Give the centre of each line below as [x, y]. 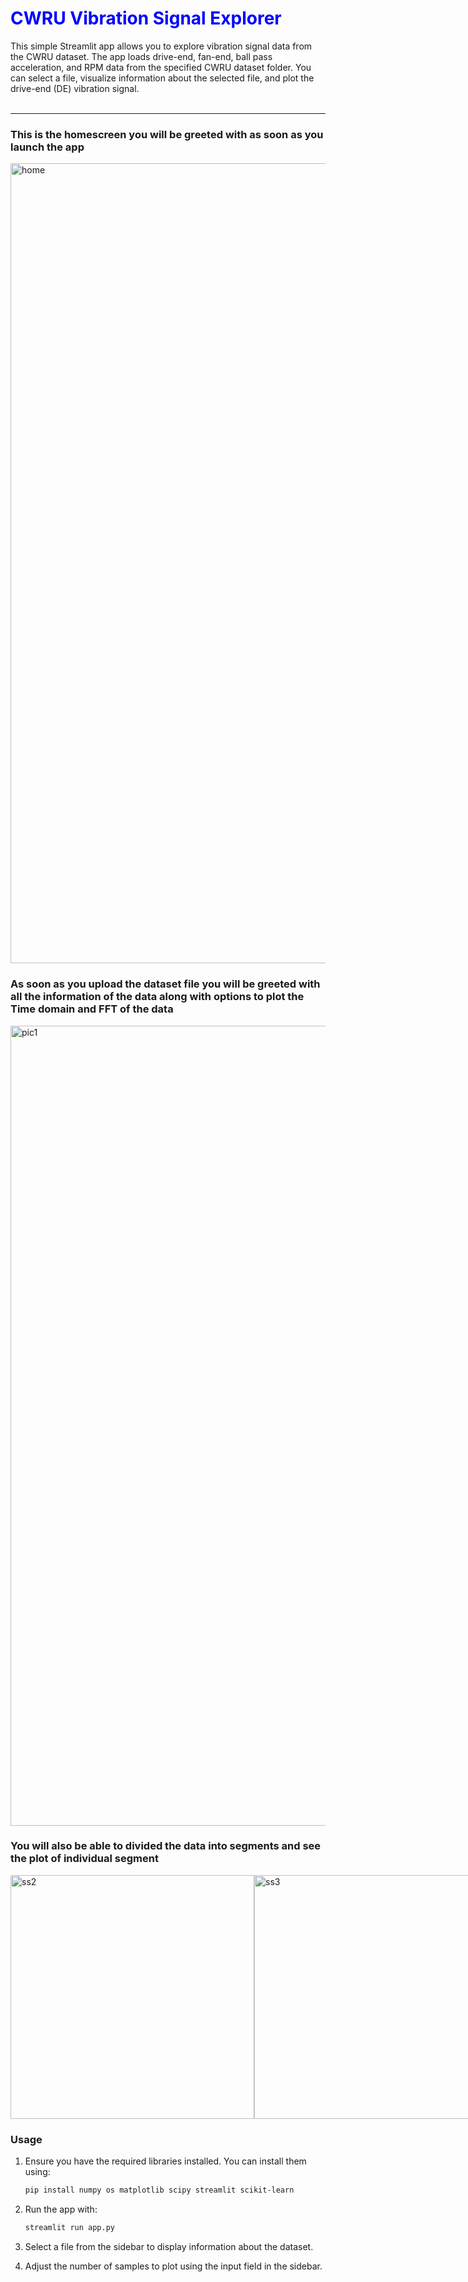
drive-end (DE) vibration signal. [75, 88]
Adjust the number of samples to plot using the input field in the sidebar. [173, 2266]
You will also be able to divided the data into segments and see [166, 1846]
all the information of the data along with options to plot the [157, 997]
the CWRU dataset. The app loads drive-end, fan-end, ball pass [141, 56]
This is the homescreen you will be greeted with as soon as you [167, 134]
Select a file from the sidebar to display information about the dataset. [169, 2246]
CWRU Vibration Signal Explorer [146, 18]
